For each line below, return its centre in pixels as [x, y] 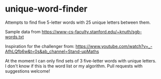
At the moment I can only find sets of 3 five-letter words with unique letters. [81, 61]
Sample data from [23, 32]
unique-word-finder [46, 9]
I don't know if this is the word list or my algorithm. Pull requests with [74, 66]
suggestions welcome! [27, 71]
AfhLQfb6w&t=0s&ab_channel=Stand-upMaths [52, 51]
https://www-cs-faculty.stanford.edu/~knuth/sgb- [92, 32]
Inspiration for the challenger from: [40, 46]
